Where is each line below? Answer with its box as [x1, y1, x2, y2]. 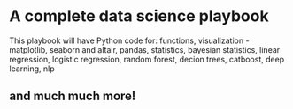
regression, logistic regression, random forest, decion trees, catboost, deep [9, 54, 285, 64]
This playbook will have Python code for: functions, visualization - [9, 35, 250, 46]
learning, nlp [9, 63, 55, 74]
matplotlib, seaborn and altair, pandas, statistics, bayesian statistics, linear [9, 44, 281, 54]
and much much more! [9, 89, 136, 104]
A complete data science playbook [9, 6, 269, 26]
